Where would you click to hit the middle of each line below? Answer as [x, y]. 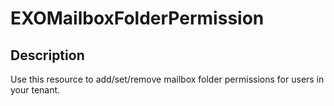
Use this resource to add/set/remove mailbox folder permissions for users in [167, 79]
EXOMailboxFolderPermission [137, 18]
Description [47, 55]
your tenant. [35, 90]
